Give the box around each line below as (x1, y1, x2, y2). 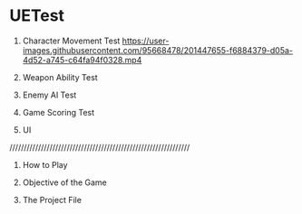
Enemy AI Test (22, 89, 77, 100)
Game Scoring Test (22, 107, 95, 117)
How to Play (22, 159, 68, 170)
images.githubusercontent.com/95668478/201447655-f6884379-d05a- (22, 44, 293, 55)
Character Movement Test (22, 35, 121, 46)
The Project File (22, 194, 82, 205)
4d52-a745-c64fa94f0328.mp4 (22, 54, 142, 65)
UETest (9, 5, 65, 26)
